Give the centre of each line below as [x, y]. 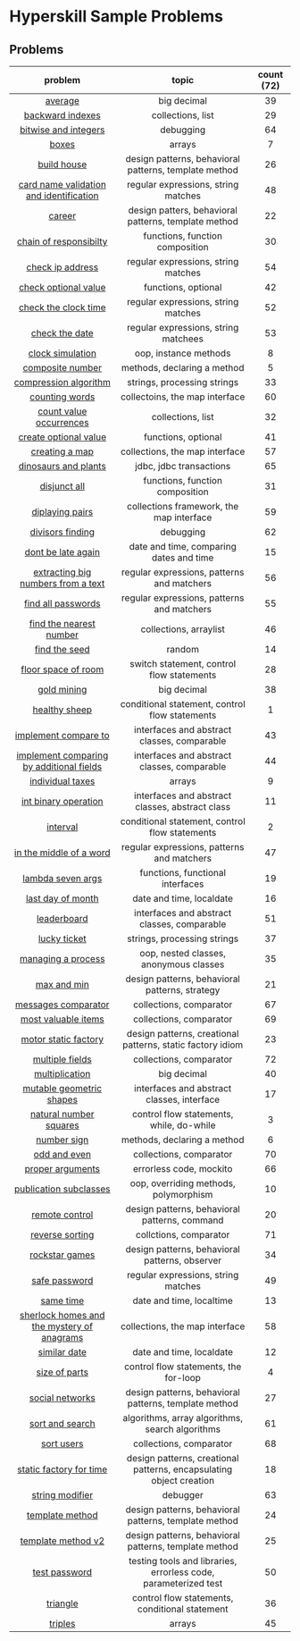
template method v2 [62, 1541]
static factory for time [62, 1469]
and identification [62, 196]
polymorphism [183, 1195]
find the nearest [62, 623]
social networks [62, 1398]
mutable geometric [62, 1088]
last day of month [62, 898]
